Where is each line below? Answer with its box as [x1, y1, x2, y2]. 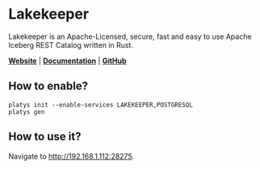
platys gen [8, 108, 45, 116]
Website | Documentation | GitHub [8, 56, 127, 65]
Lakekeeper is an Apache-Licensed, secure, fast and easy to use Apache [8, 32, 252, 41]
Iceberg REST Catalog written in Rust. [8, 40, 133, 49]
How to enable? [8, 79, 89, 93]
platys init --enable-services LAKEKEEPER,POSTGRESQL [8, 100, 194, 109]
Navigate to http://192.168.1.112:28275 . [8, 151, 135, 161]
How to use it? [8, 130, 82, 144]
